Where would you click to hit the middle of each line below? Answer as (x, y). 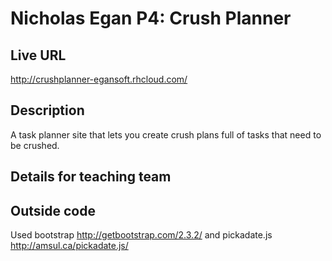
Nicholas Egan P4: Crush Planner (151, 18)
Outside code (53, 210)
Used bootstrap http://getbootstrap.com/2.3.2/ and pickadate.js (141, 235)
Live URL (38, 55)
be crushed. (35, 145)
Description (47, 110)
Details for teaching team (91, 177)
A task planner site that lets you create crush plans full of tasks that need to (166, 134)
